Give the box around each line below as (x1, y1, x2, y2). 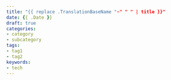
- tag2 (6, 54, 23, 60)
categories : (6, 25, 36, 32)
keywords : (6, 59, 31, 65)
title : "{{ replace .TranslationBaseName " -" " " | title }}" (6, 8, 166, 15)
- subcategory (6, 37, 42, 43)
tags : (6, 43, 20, 49)
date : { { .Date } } (6, 14, 52, 20)
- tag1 (6, 48, 23, 54)
